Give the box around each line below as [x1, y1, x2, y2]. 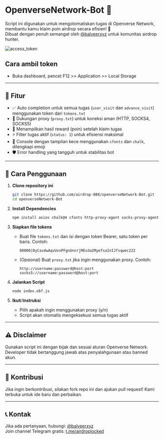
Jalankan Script [12, 279, 45, 285]
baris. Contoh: [19, 239, 48, 244]
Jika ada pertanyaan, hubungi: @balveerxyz [5, 423, 94, 429]
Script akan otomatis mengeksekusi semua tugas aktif [19, 312, 128, 318]
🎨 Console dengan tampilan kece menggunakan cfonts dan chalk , [12, 138, 145, 144]
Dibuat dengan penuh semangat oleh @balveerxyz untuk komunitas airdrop [5, 31, 157, 37]
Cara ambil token [5, 60, 58, 68]
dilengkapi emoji [12, 144, 45, 149]
